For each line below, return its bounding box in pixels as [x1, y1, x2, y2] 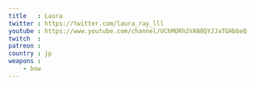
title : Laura [8, 11, 63, 20]
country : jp [8, 49, 52, 57]
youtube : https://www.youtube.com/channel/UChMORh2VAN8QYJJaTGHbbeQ [8, 27, 248, 35]
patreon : [8, 42, 42, 50]
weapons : [8, 57, 42, 66]
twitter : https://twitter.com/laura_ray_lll [8, 19, 164, 28]
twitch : [8, 34, 42, 43]
